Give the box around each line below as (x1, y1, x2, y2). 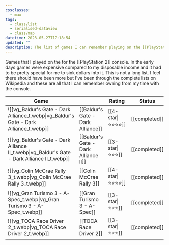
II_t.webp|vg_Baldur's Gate (8, 149, 71, 156)
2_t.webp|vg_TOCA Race (8, 224, 66, 231)
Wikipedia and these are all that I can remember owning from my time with (5, 80, 159, 86)
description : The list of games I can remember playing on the (5, 45, 141, 50)
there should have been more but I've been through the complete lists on (5, 75, 156, 81)
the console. (5, 85, 31, 91)
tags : (5, 17, 17, 22)
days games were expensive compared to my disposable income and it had (5, 64, 161, 70)
